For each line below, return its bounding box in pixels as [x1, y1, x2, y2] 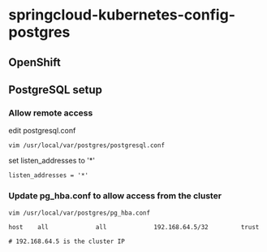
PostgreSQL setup [8, 83, 103, 97]
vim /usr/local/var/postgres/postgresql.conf [8, 141, 165, 150]
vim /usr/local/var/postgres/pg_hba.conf [8, 209, 151, 217]
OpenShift [8, 55, 61, 69]
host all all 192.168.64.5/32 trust [8, 223, 260, 231]
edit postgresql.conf [8, 126, 76, 136]
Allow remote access [8, 107, 93, 119]
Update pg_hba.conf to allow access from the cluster [8, 190, 222, 202]
